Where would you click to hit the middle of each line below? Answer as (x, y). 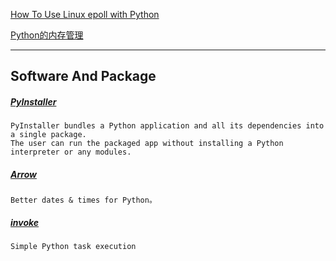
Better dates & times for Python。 (83, 200)
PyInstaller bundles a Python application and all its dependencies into (167, 126)
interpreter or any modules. (71, 152)
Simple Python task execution (73, 247)
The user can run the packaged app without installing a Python (147, 144)
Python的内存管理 (47, 35)
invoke (25, 222)
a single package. (48, 135)
